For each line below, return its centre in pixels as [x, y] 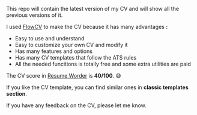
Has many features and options [54, 51]
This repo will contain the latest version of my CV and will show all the [92, 9]
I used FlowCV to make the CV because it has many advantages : [87, 27]
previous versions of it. [35, 15]
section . [17, 94]
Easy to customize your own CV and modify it [71, 45]
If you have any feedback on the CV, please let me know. [76, 105]
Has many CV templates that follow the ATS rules [76, 57]
